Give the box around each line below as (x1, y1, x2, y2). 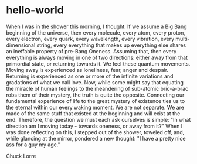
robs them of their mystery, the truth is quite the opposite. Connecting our (6, 91, 185, 98)
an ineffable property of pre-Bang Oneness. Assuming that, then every (6, 47, 177, 54)
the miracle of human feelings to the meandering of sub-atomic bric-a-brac (6, 85, 189, 92)
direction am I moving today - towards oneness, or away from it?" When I (6, 122, 183, 129)
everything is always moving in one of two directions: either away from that (6, 54, 188, 61)
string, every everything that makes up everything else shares (36, 42, 186, 49)
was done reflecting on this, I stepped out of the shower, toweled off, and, (6, 128, 185, 135)
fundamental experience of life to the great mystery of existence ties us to (6, 97, 185, 104)
